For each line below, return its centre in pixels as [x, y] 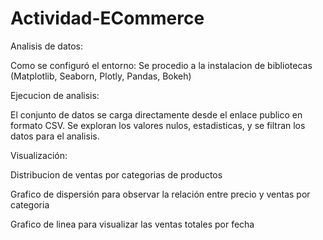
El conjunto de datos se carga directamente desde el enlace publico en [156, 114]
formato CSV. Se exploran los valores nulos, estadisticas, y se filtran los [158, 125]
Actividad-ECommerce [107, 18]
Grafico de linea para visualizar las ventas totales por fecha [132, 224]
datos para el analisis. [55, 136]
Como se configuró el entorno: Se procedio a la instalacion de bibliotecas [161, 65]
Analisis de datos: [47, 46]
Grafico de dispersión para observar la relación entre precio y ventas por [160, 194]
